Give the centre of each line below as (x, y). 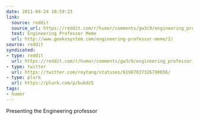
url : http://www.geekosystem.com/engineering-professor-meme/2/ (92, 39)
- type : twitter (26, 67)
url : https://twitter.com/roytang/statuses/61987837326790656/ (91, 72)
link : (13, 17)
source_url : (26, 28)
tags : (13, 89)
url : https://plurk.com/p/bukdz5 (53, 83)
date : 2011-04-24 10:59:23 (39, 12)
